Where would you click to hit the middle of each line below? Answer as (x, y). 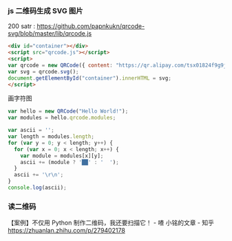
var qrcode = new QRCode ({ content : (60, 65)
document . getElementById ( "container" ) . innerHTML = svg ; (89, 78)
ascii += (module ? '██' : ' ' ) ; (70, 162)
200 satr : (22, 26)
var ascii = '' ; (31, 130)
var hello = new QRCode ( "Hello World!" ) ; (68, 111)
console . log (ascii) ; (38, 188)
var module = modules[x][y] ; (62, 156)
